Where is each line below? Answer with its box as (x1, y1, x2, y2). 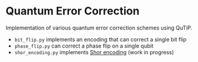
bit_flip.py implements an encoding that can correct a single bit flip (14, 36, 187, 43)
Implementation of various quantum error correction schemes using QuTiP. (5, 24, 193, 31)
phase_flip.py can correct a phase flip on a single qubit (14, 42, 154, 49)
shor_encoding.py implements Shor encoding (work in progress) (14, 48, 174, 55)
